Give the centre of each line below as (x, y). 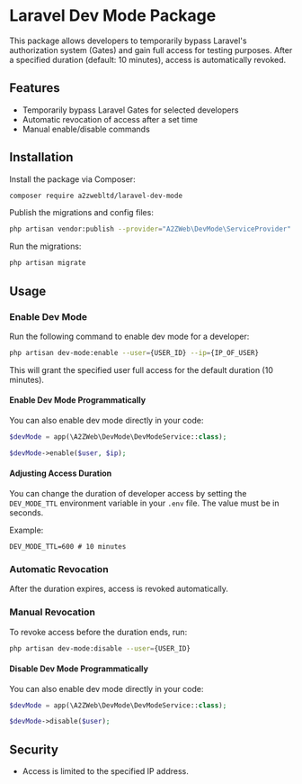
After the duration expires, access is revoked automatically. (119, 589)
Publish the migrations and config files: (82, 213)
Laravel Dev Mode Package (113, 16)
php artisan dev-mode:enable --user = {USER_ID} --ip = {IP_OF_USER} (134, 352)
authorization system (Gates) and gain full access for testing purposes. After (151, 50)
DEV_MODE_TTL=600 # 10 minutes (68, 546)
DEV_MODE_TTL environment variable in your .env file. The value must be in (145, 503)
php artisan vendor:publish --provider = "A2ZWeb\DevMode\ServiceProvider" (151, 229)
